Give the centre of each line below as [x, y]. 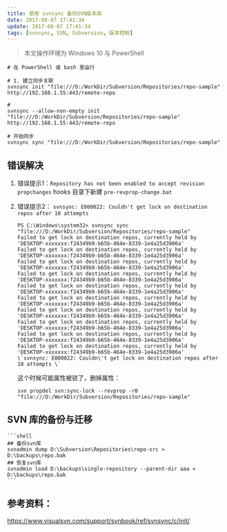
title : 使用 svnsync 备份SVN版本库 [55, 13]
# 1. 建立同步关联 [30, 81]
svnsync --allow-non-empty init [53, 111]
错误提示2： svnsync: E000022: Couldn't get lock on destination [112, 207]
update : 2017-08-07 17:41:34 [49, 26]
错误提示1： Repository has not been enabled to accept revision [111, 183]
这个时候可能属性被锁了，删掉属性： [69, 378]
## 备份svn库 [24, 443]
